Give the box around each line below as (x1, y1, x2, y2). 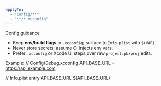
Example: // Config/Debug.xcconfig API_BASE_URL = (5, 60, 115, 66)
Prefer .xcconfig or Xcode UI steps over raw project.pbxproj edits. (12, 50, 152, 56)
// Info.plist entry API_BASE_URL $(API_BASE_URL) (5, 75, 111, 81)
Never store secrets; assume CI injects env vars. (12, 45, 113, 51)
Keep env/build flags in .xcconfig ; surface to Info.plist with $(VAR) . (12, 40, 156, 46)
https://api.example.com (5, 65, 56, 71)
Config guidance (5, 30, 40, 36)
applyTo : (5, 7, 24, 12)
